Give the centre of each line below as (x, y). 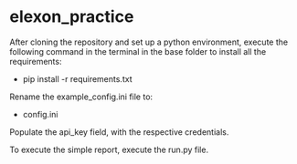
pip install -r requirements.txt (77, 78)
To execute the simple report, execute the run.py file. (109, 149)
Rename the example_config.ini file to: (81, 97)
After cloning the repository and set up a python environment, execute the (149, 42)
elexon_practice (72, 17)
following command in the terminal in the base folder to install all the (138, 51)
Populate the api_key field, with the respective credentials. (119, 132)
